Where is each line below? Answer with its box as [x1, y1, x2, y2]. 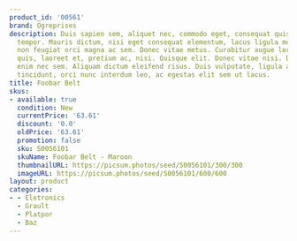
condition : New [17, 103, 73, 112]
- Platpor [17, 209, 53, 219]
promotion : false [17, 136, 81, 145]
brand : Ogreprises [9, 21, 77, 30]
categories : [9, 185, 53, 194]
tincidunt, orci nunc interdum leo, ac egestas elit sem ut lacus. [17, 71, 271, 79]
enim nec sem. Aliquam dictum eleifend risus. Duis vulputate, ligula [17, 63, 283, 72]
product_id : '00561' [9, 12, 86, 22]
